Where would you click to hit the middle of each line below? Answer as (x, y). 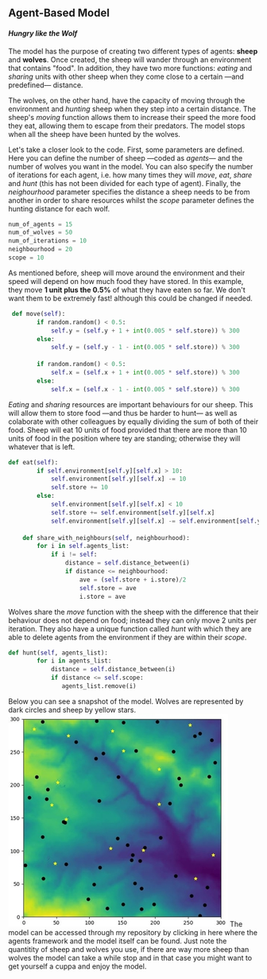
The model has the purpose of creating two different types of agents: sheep (133, 51)
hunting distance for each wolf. (59, 208)
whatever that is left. (42, 447)
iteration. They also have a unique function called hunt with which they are (130, 628)
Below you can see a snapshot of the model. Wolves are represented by (126, 701)
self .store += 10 (79, 488)
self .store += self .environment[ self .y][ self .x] (133, 512)
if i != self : (74, 555)
